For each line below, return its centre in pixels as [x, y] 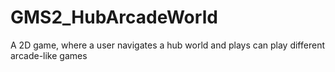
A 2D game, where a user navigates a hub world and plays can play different [167, 45]
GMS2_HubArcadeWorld [114, 17]
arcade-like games [49, 55]
